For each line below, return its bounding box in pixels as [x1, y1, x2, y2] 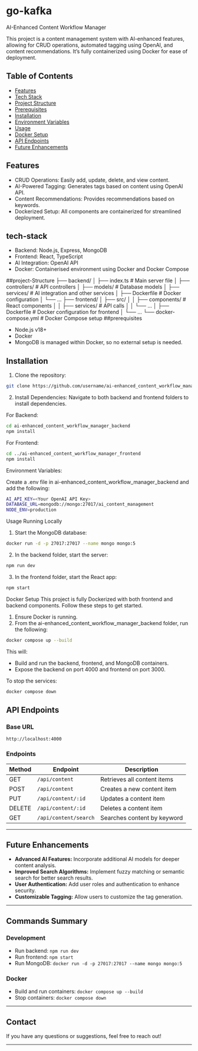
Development [6, 933, 46, 942]
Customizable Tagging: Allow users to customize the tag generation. [14, 893, 183, 900]
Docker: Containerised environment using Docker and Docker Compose [14, 266, 189, 273]
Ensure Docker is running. [14, 613, 78, 620]
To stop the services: [6, 677, 57, 684]
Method [9, 765, 32, 773]
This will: [6, 648, 28, 655]
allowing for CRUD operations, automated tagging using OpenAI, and [6, 41, 173, 48]
